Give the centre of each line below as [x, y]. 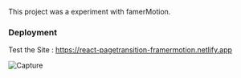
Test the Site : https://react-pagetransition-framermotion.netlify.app [120, 50]
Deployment [33, 32]
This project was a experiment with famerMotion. [90, 12]
